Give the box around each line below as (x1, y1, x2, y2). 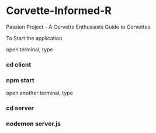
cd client (6, 60, 32, 68)
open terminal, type (6, 45, 54, 53)
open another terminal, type (6, 89, 73, 97)
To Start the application (6, 34, 63, 41)
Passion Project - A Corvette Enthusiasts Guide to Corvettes (6, 23, 151, 30)
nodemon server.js (6, 120, 61, 128)
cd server (6, 104, 34, 112)
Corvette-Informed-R (6, 4, 112, 17)
